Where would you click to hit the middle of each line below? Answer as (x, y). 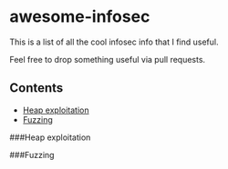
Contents (36, 88)
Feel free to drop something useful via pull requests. (108, 59)
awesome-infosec (80, 17)
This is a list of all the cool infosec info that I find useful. (114, 42)
